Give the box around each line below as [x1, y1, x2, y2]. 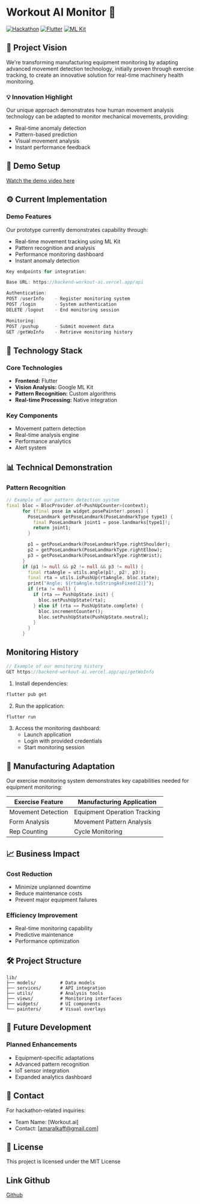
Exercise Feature [14, 798, 64, 806]
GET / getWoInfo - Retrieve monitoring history [6, 329, 133, 335]
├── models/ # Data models [6, 980, 95, 986]
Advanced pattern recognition [14, 1060, 89, 1068]
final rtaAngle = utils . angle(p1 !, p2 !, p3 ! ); [28, 569, 147, 576]
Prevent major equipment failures [14, 896, 97, 903]
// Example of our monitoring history [6, 663, 103, 669]
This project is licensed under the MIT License [6, 1158, 121, 1165]
